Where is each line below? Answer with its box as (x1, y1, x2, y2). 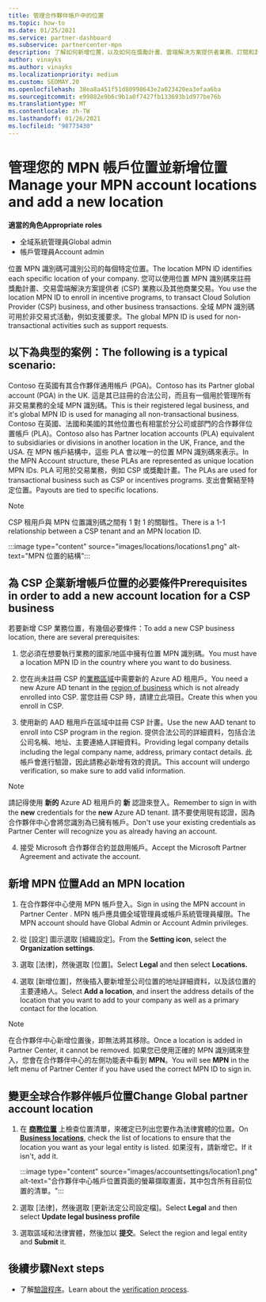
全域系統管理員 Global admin (19, 237, 112, 246)
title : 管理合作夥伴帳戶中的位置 (8, 11, 104, 20)
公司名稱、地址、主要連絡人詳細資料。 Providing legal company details (19, 738, 249, 747)
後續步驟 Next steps (8, 1262, 104, 1276)
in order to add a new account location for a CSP (8, 589, 251, 602)
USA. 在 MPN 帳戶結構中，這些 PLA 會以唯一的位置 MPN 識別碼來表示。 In (8, 447, 249, 456)
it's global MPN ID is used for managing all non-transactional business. (8, 409, 239, 418)
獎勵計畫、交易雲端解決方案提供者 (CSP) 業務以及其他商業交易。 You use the (8, 283, 257, 293)
